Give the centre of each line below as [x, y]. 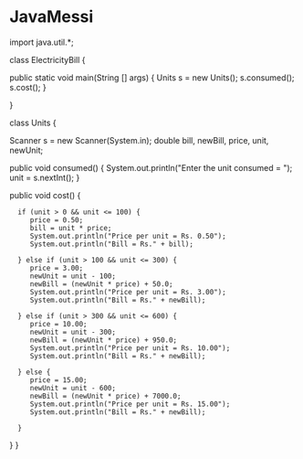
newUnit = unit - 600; [73, 388]
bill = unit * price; [71, 228]
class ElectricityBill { [47, 59]
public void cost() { [45, 195]
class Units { [33, 123]
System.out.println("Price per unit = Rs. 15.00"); [130, 404]
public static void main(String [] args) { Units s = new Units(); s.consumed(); [152, 77]
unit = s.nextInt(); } [45, 177]
